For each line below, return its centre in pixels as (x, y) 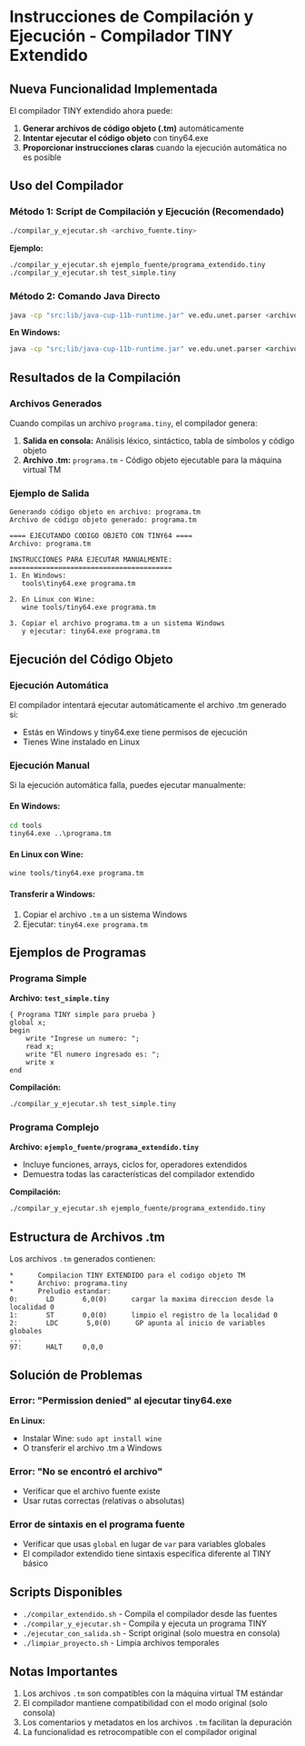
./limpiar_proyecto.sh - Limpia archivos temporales (121, 1643)
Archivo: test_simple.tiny (59, 998)
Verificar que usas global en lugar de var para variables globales (144, 1544)
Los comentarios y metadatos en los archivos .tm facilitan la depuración (157, 1722)
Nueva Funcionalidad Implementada (113, 89)
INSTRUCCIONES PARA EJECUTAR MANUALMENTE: (91, 560)
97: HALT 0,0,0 (56, 1347)
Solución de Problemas (76, 1375)
